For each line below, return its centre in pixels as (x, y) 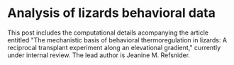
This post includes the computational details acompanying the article (108, 32)
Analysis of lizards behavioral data (112, 13)
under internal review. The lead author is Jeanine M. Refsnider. (99, 55)
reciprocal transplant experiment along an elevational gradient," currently (114, 47)
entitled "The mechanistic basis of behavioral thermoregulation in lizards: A (117, 40)
